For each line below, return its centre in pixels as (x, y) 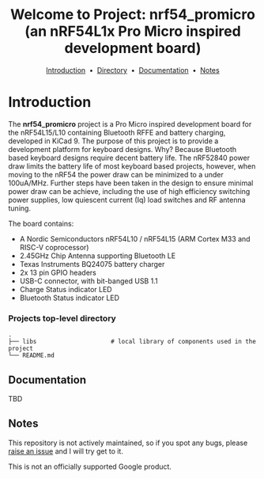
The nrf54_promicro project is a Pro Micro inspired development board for (130, 124)
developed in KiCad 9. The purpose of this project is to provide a (113, 141)
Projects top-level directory (62, 318)
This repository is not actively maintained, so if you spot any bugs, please (128, 443)
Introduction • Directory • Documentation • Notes (133, 70)
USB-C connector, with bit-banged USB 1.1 (89, 281)
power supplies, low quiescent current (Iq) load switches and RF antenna (127, 200)
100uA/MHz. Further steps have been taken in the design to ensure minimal (131, 183)
